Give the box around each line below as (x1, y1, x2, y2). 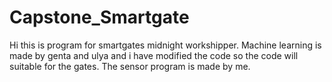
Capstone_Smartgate (9, 6, 190, 29)
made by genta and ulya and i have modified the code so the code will (9, 49, 299, 61)
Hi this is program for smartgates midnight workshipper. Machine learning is (9, 39, 322, 51)
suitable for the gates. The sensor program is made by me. (9, 60, 251, 72)
